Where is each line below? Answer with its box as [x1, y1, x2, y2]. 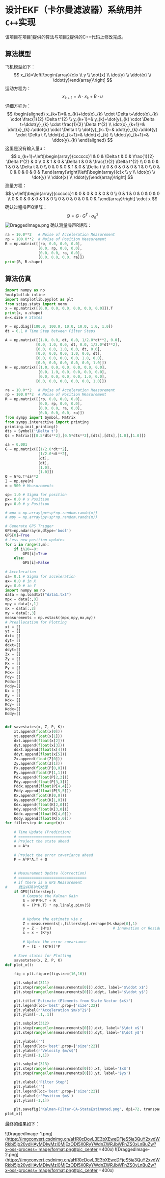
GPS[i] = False [23, 560, 50, 565]
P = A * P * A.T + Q [14, 857, 48, 862]
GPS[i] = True [23, 551, 48, 556]
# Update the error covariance [23, 939, 87, 945]
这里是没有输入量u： [5, 145, 47, 151]
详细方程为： [5, 103, 31, 109]
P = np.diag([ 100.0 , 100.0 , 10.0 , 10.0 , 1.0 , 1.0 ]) [5, 324, 113, 329]
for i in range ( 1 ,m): [5, 542, 50, 547]
